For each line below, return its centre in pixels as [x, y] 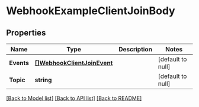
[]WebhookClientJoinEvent [74, 63]
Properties [26, 33]
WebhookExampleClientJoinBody [91, 11]
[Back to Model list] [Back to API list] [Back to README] [74, 98]
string [43, 80]
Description [135, 49]
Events [19, 63]
